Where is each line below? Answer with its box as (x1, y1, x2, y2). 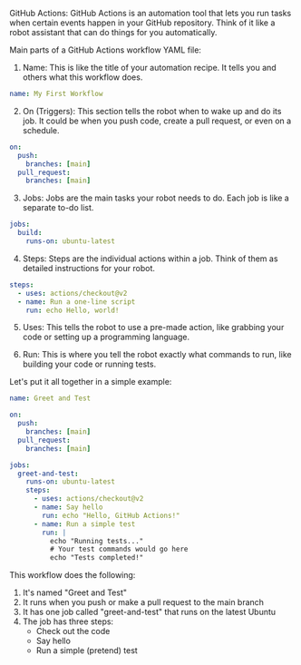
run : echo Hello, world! (25, 306, 120, 315)
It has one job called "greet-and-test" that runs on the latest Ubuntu (22, 607, 277, 618)
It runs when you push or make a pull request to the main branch (22, 597, 265, 608)
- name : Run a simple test (33, 519, 136, 529)
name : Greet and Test (9, 394, 92, 403)
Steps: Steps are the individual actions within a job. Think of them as (22, 253, 278, 264)
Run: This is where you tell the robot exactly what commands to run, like (22, 349, 292, 360)
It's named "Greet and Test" (22, 587, 128, 598)
